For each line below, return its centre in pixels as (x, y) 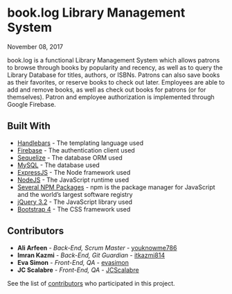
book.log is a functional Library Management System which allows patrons (114, 60)
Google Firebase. (32, 104)
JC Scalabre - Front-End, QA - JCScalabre (78, 270)
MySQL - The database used (59, 165)
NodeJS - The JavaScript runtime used (73, 180)
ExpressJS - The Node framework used (74, 172)
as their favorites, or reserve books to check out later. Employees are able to (116, 82)
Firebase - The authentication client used (76, 150)
